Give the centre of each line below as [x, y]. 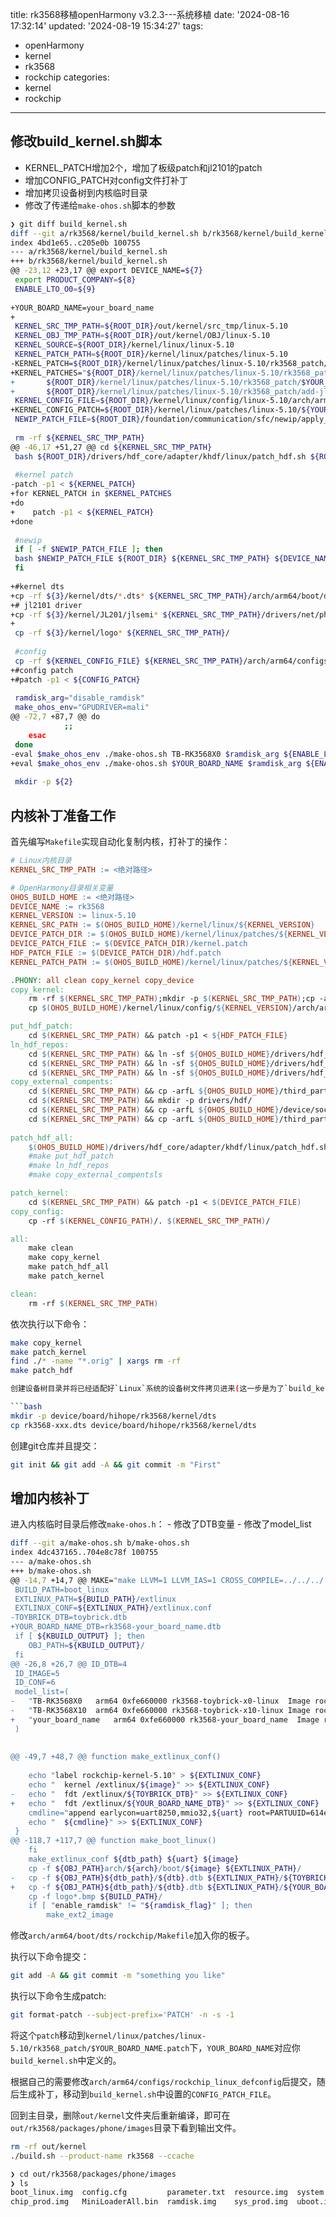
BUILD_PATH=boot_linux [62, 1589]
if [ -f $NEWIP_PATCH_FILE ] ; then [88, 549]
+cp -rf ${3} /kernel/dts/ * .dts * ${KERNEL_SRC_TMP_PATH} [129, 596]
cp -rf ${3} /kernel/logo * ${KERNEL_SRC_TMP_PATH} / [122, 633]
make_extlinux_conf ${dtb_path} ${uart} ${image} [134, 1859]
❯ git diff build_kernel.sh [69, 224]
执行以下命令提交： [50, 1957]
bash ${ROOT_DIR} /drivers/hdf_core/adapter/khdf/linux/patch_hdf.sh [160, 456]
